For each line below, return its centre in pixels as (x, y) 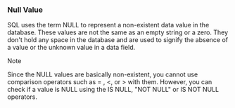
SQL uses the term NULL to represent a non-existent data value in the (108, 25)
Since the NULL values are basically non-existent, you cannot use (103, 74)
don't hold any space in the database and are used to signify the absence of (118, 40)
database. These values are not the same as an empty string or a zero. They (118, 32)
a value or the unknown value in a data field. (71, 48)
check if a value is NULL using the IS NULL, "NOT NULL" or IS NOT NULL (113, 90)
